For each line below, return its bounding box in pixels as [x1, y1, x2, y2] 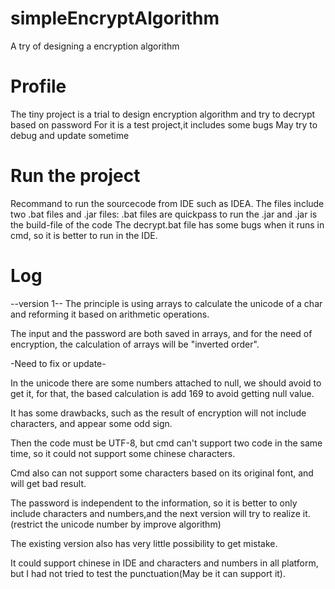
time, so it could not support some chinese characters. [10, 447, 236, 459]
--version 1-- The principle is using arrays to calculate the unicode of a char [10, 297, 323, 309]
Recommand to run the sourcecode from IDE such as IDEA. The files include [10, 197, 325, 209]
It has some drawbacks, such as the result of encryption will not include [10, 407, 307, 419]
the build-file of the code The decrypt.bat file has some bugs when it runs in [10, 218, 325, 231]
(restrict [10, 518, 43, 530]
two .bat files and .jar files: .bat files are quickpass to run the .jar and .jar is [10, 208, 318, 220]
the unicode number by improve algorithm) [44, 518, 222, 530]
